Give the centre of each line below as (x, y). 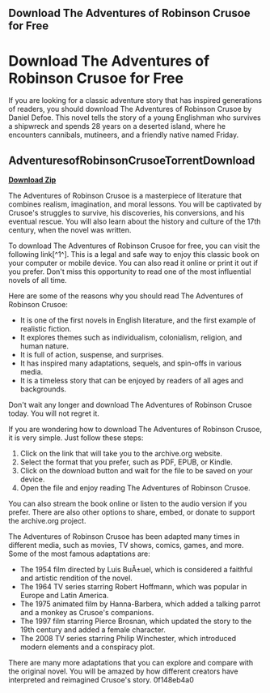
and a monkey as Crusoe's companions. (87, 613)
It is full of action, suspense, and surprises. (92, 355)
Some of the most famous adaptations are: (80, 554)
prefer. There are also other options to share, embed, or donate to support (132, 512)
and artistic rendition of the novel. (76, 578)
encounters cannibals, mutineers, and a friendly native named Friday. (124, 135)
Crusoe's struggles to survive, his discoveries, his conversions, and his (127, 213)
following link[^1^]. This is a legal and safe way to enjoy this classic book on (134, 255)
